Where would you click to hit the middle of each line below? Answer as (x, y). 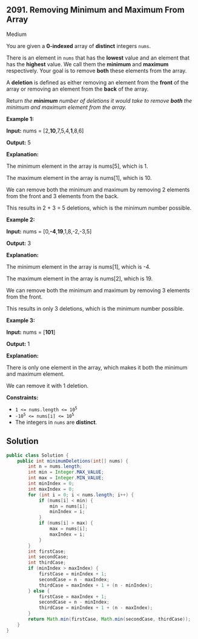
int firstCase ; (47, 551)
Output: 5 (19, 142)
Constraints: (22, 397)
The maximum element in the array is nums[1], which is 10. (79, 178)
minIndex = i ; (67, 512)
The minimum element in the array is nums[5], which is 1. (77, 166)
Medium (17, 34)
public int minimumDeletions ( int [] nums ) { (73, 461)
